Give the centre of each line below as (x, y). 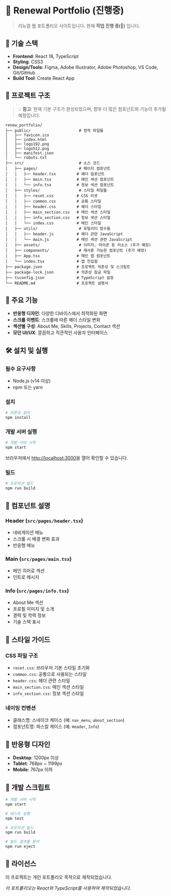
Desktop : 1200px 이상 (36, 758)
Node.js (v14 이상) (32, 381)
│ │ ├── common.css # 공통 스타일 (53, 201)
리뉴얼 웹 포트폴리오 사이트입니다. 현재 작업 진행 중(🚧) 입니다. (79, 26)
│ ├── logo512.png (27, 149)
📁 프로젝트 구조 (28, 96)
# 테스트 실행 (18, 813)
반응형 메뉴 (24, 545)
